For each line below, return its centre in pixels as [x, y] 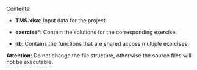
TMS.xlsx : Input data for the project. [61, 20]
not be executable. [30, 62]
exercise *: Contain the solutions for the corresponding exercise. [96, 32]
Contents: [19, 9]
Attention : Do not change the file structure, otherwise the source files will [99, 56]
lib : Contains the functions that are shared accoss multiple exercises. [102, 44]
